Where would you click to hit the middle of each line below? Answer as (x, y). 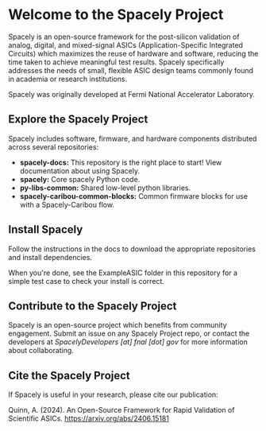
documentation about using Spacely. (80, 171)
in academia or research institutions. (68, 79)
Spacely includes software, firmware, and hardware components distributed (133, 138)
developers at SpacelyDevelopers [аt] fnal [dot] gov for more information (128, 342)
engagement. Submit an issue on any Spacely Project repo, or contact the (129, 334)
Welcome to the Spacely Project (116, 15)
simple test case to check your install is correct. (87, 281)
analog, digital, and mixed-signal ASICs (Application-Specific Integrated (126, 45)
